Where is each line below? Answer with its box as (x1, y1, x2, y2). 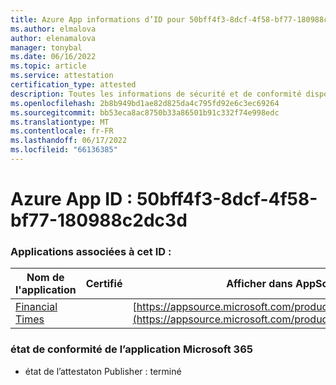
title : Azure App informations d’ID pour (10, 14, 186, 25)
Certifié (85, 277, 123, 291)
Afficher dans (226, 277, 293, 291)
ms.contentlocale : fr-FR (10, 126, 114, 136)
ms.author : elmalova (10, 24, 97, 34)
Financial (15, 300, 58, 314)
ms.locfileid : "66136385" (10, 145, 118, 155)
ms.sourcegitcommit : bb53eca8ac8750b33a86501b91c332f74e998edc (10, 107, 280, 118)
